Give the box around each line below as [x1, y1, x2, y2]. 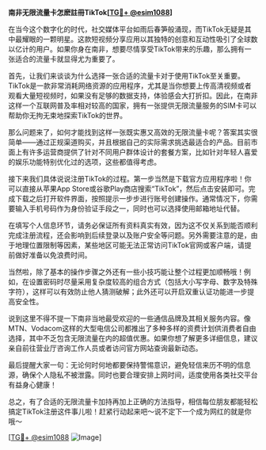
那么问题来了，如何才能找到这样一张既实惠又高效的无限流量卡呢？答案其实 [8, 128, 251, 137]
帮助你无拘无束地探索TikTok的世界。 [8, 111, 127, 120]
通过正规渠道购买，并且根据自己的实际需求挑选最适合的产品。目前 [35, 138, 251, 147]
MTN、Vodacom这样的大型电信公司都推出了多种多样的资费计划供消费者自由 [8, 324, 256, 333]
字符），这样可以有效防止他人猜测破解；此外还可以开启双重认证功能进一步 [8, 287, 248, 296]
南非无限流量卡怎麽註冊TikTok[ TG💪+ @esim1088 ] [8, 8, 173, 17]
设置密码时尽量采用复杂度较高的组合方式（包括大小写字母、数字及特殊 [28, 277, 258, 286]
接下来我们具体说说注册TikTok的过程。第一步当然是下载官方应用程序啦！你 [8, 174, 252, 183]
